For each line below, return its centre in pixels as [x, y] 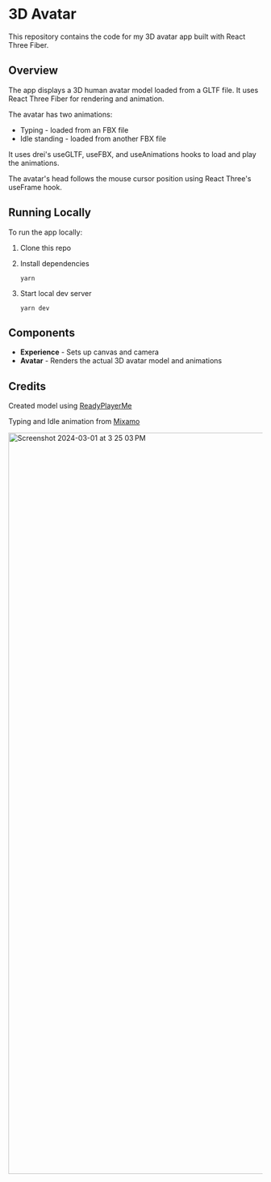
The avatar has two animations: [60, 114]
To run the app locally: [46, 232]
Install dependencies [55, 263]
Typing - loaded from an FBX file [74, 129]
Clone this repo [45, 248]
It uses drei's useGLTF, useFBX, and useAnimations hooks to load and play [132, 154]
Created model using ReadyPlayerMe [70, 406]
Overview [33, 71]
